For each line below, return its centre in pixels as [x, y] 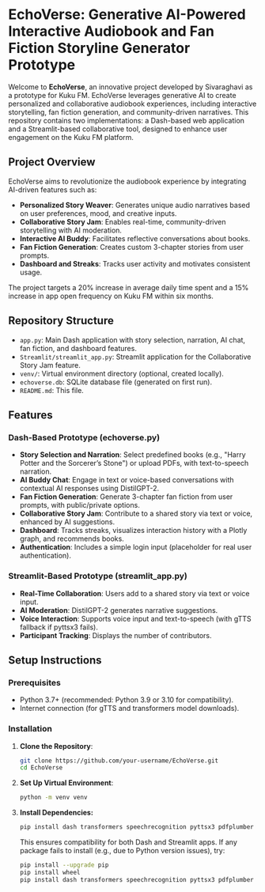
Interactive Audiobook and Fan [112, 31]
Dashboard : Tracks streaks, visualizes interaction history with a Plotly [133, 531]
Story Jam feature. [50, 365]
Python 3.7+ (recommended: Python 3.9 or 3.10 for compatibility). [127, 700]
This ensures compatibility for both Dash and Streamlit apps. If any [128, 842]
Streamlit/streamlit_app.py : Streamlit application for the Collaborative [135, 357]
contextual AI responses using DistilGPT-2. [89, 489]
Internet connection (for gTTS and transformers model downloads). [129, 709]
